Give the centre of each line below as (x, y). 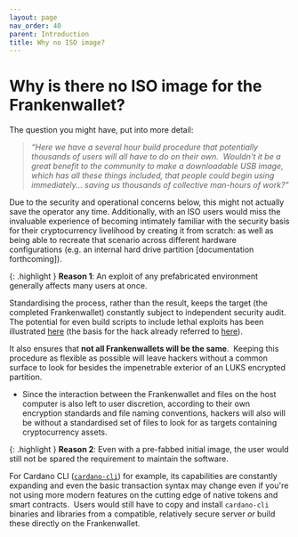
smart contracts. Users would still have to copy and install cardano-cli (139, 505)
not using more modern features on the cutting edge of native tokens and (144, 495)
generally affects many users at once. (78, 286)
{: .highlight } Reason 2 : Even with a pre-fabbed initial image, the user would (149, 450)
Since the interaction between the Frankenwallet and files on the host (149, 395)
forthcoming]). (36, 259)
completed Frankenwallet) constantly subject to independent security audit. (148, 313)
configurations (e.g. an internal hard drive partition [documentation (132, 249)
